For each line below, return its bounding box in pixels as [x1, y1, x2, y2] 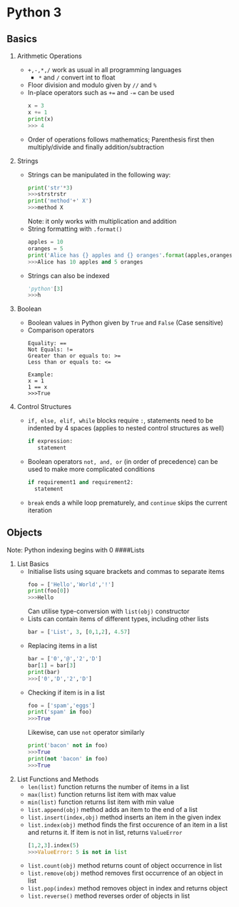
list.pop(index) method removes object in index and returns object [27, 884, 228, 893]
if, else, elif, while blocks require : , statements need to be [27, 416, 213, 425]
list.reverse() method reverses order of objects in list [27, 891, 190, 901]
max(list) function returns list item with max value [27, 790, 176, 798]
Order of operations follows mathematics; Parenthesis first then [27, 135, 215, 144]
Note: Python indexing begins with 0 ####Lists [6, 545, 145, 554]
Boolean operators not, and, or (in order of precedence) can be [27, 457, 218, 465]
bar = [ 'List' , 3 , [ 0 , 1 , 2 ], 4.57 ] [27, 628, 131, 636]
